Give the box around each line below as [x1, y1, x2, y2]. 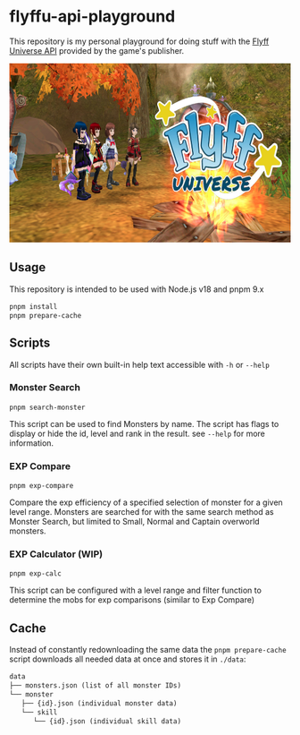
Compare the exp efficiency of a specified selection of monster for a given [9, 497, 283, 508]
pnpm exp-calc [9, 569, 62, 578]
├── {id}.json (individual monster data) [21, 699, 178, 708]
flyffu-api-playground [9, 6, 176, 27]
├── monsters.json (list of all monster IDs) [9, 681, 181, 690]
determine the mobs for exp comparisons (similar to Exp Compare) [9, 594, 255, 605]
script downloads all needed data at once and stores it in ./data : [9, 654, 246, 664]
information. [9, 437, 54, 449]
